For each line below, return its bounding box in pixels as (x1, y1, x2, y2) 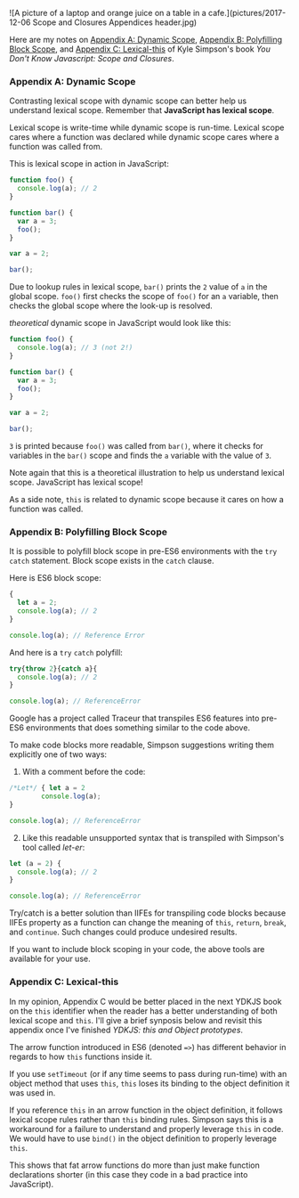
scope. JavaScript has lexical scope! (9, 477, 144, 488)
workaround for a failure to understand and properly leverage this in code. (9, 1123, 284, 1134)
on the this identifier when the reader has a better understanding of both (9, 1006, 278, 1016)
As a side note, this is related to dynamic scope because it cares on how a (9, 494, 285, 505)
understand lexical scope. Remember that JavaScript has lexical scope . (9, 105, 275, 116)
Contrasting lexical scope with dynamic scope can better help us (9, 95, 247, 106)
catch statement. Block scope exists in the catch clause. (9, 556, 214, 566)
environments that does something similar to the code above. (26, 722, 251, 733)
